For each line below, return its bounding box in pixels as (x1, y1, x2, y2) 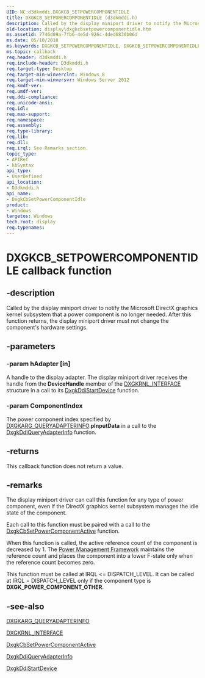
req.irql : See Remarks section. (6, 145, 88, 151)
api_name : (6, 190, 32, 197)
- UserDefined (6, 173, 43, 180)
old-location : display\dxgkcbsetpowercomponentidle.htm (6, 26, 151, 32)
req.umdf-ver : (6, 88, 43, 95)
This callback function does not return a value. (6, 462, 124, 470)
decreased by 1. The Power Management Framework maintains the (6, 546, 174, 553)
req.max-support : (6, 111, 51, 117)
